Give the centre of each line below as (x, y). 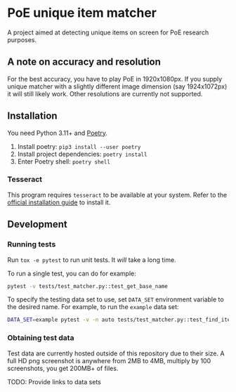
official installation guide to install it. (59, 202)
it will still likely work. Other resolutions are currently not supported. (105, 93)
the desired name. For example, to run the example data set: (93, 307)
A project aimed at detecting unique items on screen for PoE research (108, 32)
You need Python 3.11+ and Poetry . (57, 133)
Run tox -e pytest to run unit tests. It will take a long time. (92, 260)
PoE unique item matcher (82, 13)
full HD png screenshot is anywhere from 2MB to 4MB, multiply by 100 (109, 360)
